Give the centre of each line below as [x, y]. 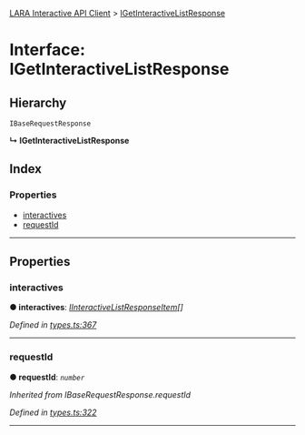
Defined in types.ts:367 [53, 325]
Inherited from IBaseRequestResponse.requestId [100, 394]
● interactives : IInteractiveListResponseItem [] [96, 308]
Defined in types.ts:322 [53, 412]
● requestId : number [47, 377]
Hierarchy [38, 102]
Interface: [48, 50]
